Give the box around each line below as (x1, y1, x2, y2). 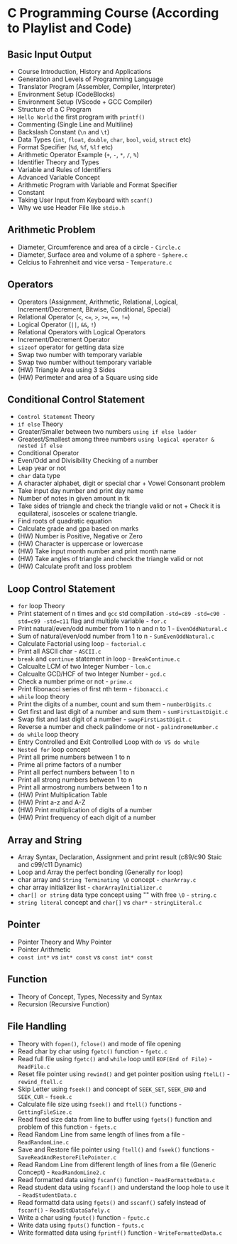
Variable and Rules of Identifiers (17, 166, 111, 174)
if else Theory (17, 420, 64, 428)
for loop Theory (17, 602, 65, 610)
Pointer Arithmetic (17, 945, 71, 954)
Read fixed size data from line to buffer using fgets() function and (17, 1115, 212, 1123)
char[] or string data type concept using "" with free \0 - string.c (17, 891, 217, 899)
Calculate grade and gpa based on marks (17, 524, 139, 533)
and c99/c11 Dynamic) (17, 861, 83, 869)
